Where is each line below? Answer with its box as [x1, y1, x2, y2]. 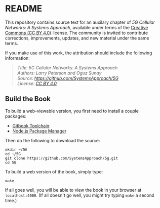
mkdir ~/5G [5, 147, 28, 152]
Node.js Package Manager [12, 128, 67, 134]
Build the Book [5, 95, 51, 103]
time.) [5, 197, 17, 203]
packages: [5, 113, 27, 119]
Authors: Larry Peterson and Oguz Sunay [17, 70, 102, 76]
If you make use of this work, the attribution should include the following [5, 50, 152, 56]
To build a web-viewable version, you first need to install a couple [5, 108, 139, 114]
